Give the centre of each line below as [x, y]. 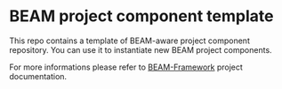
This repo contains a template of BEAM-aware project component [130, 41]
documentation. [38, 76]
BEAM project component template [141, 16]
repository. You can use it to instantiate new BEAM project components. [141, 49]
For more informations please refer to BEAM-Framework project [126, 67]
